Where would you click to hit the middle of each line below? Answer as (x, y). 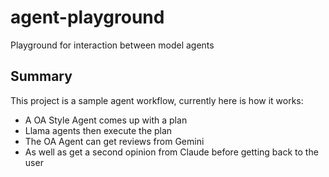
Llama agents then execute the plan (98, 130)
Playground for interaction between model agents (112, 45)
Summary (41, 76)
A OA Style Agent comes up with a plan (106, 120)
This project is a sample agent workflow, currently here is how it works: (157, 100)
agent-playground (87, 17)
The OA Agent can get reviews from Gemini (114, 141)
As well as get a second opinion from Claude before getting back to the (171, 152)
